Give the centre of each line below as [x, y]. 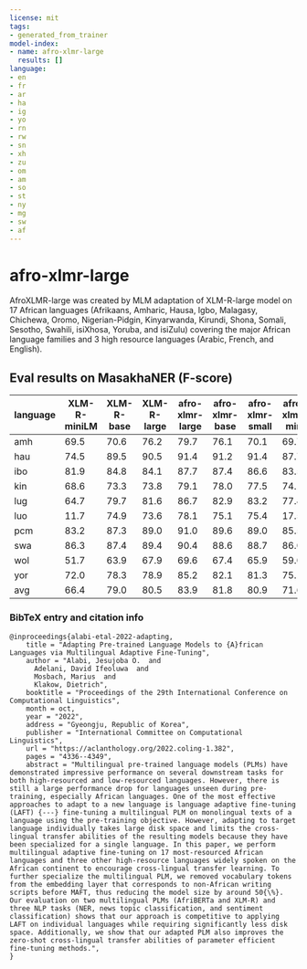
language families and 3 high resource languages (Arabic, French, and [142, 340]
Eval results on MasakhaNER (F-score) [121, 378]
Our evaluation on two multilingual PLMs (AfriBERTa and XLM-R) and [143, 901]
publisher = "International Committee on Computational [135, 732]
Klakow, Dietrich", [70, 685]
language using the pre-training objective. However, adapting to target [153, 820]
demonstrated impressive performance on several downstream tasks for [147, 773]
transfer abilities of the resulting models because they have [165, 837]
